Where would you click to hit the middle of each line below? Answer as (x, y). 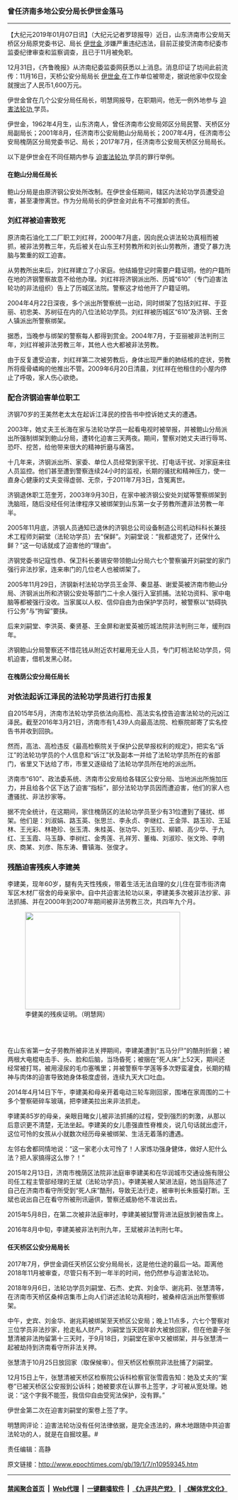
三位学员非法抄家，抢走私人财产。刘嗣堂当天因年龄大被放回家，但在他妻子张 (119, 1330)
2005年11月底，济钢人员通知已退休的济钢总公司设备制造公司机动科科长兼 (114, 528)
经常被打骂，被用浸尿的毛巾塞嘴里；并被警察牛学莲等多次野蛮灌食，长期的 (116, 1068)
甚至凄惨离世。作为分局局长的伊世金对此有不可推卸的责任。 (106, 201)
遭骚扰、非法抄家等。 (38, 796)
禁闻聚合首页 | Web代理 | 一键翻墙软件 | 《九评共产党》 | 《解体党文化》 (118, 1489)
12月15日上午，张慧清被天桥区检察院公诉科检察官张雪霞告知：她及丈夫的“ (114, 1377)
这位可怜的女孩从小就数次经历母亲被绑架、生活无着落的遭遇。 (97, 1134)
